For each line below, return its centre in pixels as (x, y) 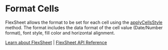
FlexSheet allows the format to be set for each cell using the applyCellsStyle (84, 22)
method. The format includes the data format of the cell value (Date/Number (84, 27)
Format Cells (32, 9)
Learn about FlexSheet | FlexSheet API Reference (56, 42)
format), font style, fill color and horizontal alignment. (60, 33)
